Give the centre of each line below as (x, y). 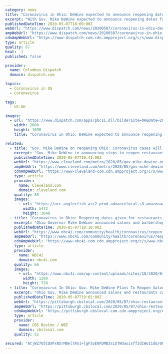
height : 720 (36, 283)
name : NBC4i (31, 255)
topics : (13, 84)
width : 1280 (36, 278)
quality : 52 (26, 334)
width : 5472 (36, 209)
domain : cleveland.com (42, 190)
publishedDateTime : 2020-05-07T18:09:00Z (49, 24)
